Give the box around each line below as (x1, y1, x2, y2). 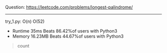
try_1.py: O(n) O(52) (5, 18, 45, 24)
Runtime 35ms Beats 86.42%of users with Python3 (12, 28, 118, 34)
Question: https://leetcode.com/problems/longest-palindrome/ (5, 4, 133, 10)
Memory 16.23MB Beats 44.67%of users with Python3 (12, 33, 124, 39)
